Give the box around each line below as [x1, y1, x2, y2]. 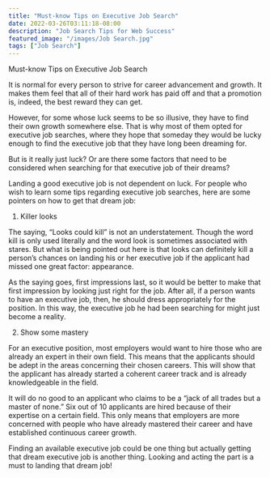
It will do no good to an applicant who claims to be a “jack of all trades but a [8, 394, 261, 403]
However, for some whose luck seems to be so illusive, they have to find [8, 113, 249, 122]
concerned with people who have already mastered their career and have [8, 419, 253, 429]
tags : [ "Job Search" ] [8, 42, 82, 50]
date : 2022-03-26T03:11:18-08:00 [8, 19, 121, 28]
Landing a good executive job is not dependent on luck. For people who [8, 179, 247, 189]
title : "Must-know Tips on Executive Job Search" [8, 11, 179, 20]
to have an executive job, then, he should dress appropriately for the [8, 295, 236, 305]
